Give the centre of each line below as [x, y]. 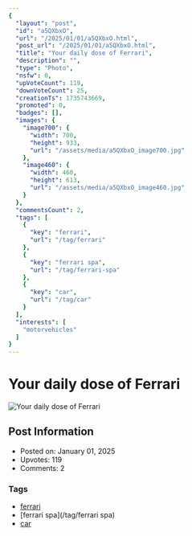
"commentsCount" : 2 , [50, 210]
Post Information [51, 432]
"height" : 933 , [55, 143]
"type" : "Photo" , [45, 68]
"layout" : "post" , [47, 23]
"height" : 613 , [55, 180]
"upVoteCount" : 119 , [50, 83]
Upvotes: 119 [41, 460]
